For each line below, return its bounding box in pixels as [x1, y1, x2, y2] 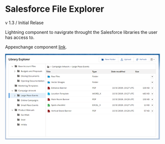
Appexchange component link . [5, 44, 67, 50]
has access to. [5, 34, 35, 40]
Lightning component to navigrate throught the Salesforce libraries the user [5, 29, 158, 35]
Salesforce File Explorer [5, 3, 105, 15]
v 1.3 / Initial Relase [5, 20, 44, 26]
